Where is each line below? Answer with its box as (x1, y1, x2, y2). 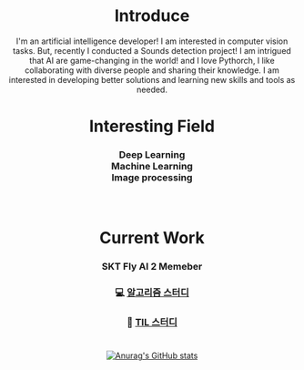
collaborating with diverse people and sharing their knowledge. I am (25, 65, 279, 76)
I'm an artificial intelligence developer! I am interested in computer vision (15, 36, 289, 46)
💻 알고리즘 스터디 (115, 286, 189, 299)
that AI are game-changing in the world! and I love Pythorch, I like (29, 55, 275, 66)
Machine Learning (111, 160, 193, 173)
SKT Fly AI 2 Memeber (101, 261, 203, 273)
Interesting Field (88, 116, 216, 137)
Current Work (98, 228, 206, 249)
